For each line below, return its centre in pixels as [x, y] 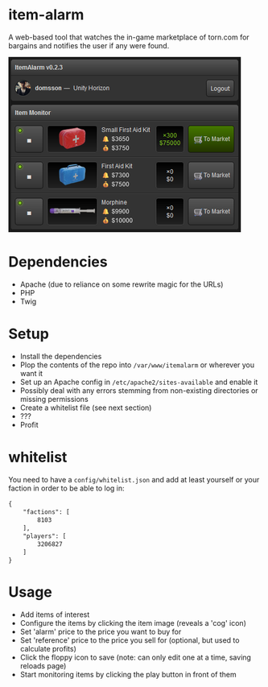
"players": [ [45, 536]
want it [31, 373]
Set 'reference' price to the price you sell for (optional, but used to [130, 640]
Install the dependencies [61, 356]
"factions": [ [46, 512]
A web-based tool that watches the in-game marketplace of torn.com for [129, 37]
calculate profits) [48, 648]
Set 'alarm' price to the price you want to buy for [101, 631]
